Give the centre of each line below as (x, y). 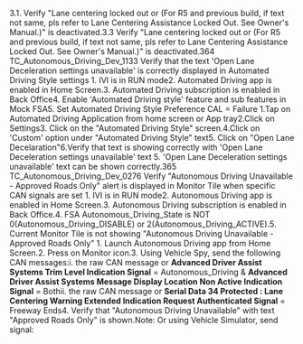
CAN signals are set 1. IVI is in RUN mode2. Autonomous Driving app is (141, 195)
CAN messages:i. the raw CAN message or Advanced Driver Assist (136, 262)
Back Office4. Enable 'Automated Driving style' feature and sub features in (148, 99)
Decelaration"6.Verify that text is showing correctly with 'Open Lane (136, 147)
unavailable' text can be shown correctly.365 (93, 167)
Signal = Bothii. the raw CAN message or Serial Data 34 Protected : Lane (146, 291)
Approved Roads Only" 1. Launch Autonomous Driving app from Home (140, 243)
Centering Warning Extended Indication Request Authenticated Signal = (147, 301)
